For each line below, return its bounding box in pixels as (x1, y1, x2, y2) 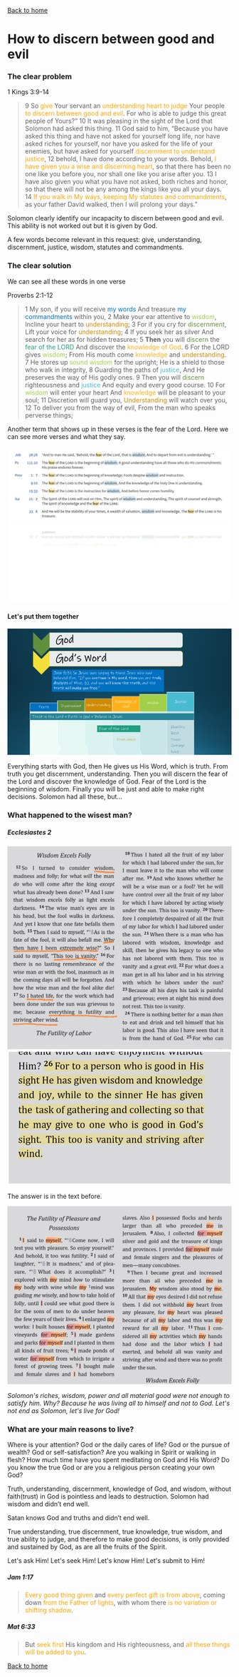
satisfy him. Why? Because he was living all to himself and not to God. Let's (7, 1399, 230, 1407)
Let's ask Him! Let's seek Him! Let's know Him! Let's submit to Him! (7, 1556, 205, 1565)
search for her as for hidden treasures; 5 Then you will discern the (24, 335, 220, 343)
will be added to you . (24, 1648, 87, 1656)
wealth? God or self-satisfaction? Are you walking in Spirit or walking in (7, 1448, 216, 1456)
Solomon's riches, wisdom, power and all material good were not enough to (7, 1391, 230, 1399)
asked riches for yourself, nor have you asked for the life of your (24, 139, 213, 148)
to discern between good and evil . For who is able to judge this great (24, 109, 226, 118)
